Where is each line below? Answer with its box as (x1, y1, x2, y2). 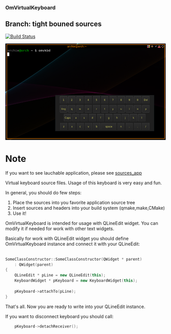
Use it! (12, 210, 26, 216)
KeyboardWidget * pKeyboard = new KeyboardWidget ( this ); (14, 278, 138, 284)
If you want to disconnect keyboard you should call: (5, 313, 113, 319)
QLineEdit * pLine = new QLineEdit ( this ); (14, 273, 106, 278)
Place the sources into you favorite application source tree (12, 199, 135, 205)
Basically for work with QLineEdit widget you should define (5, 235, 129, 241)
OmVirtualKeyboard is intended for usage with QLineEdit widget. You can (5, 220, 159, 226)
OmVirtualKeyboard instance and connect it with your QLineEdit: (5, 241, 140, 247)
